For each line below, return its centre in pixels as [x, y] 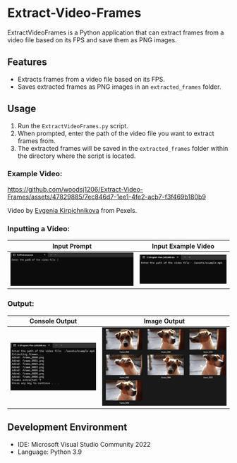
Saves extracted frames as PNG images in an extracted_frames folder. [119, 87]
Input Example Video [183, 246]
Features [27, 62]
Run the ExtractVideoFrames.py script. [73, 125]
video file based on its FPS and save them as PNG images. [92, 39]
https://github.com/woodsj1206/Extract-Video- [75, 189]
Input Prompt [72, 246]
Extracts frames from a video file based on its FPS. [91, 79]
